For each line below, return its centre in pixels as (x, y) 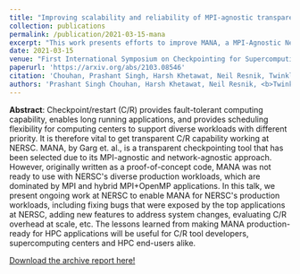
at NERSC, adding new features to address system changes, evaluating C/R (148, 214)
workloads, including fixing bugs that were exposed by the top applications (147, 205)
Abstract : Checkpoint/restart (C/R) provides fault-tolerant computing (136, 109)
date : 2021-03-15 (42, 51)
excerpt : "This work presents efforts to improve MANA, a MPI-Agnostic (145, 43)
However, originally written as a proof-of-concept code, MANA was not (140, 167)
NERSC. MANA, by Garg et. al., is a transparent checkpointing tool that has (146, 148)
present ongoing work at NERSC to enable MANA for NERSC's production (145, 195)
